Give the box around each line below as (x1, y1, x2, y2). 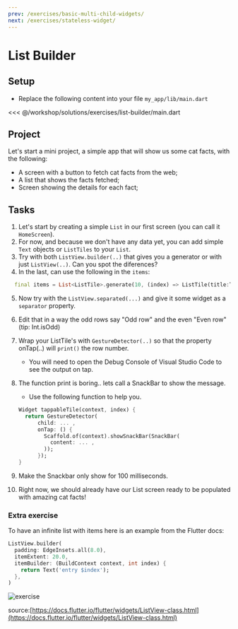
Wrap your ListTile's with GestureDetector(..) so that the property (18, 336, 212, 345)
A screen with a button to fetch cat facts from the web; (18, 168, 178, 177)
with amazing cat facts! (18, 493, 87, 501)
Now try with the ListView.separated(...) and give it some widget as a (18, 294, 227, 302)
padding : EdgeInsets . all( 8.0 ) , (14, 547, 107, 554)
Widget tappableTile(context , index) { (18, 406, 136, 413)
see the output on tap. (28, 365, 94, 373)
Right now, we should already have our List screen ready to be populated (18, 485, 231, 493)
